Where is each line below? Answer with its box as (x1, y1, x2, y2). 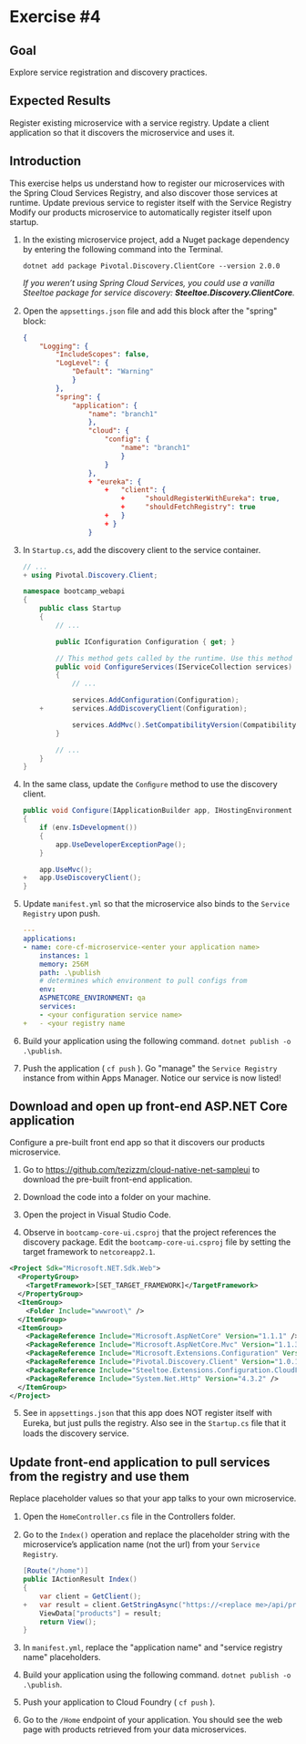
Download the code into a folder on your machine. (22, 1192, 211, 1203)
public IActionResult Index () (22, 1575, 138, 1585)
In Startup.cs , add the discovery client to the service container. (22, 544, 261, 555)
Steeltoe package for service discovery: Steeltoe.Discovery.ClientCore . (22, 287, 296, 298)
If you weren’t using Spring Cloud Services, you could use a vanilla (22, 277, 275, 288)
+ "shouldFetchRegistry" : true (120, 503, 256, 512)
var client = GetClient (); (39, 1592, 142, 1601)
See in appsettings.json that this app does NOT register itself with (22, 1408, 273, 1419)
